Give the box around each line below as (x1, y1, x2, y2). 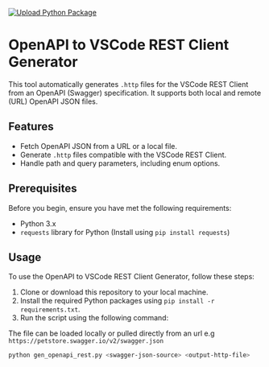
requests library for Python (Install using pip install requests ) (19, 227, 230, 237)
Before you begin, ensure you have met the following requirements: (8, 203, 232, 212)
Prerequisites (8, 182, 77, 196)
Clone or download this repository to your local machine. (19, 287, 209, 297)
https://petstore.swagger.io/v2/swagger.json (8, 337, 163, 345)
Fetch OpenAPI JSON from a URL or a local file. (19, 141, 178, 151)
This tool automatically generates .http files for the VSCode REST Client (8, 79, 249, 89)
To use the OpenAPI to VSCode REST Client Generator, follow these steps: (8, 272, 255, 282)
